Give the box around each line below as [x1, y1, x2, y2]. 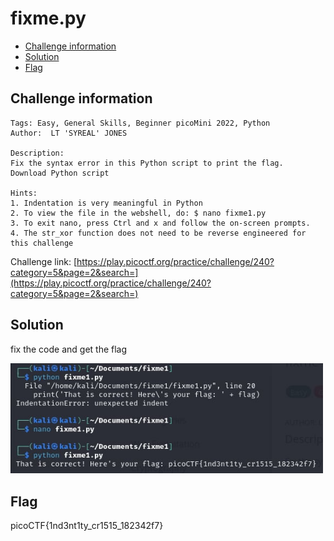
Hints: [10, 188, 38, 198]
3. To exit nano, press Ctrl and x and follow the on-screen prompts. [10, 218, 311, 228]
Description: [10, 148, 65, 158]
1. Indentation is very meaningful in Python [10, 198, 203, 208]
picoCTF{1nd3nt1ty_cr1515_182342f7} [10, 520, 164, 532]
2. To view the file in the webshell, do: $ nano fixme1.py [10, 208, 267, 218]
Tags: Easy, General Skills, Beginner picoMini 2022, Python [10, 118, 271, 128]
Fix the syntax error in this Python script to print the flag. [10, 158, 284, 168]
